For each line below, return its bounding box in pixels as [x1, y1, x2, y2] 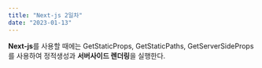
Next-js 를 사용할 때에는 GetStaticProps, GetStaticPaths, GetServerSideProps [8, 41, 254, 51]
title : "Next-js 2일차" [8, 11, 83, 20]
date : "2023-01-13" [8, 19, 72, 27]
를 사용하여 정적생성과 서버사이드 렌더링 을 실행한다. [8, 51, 166, 60]
